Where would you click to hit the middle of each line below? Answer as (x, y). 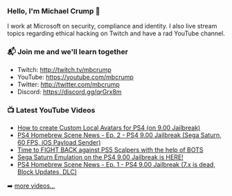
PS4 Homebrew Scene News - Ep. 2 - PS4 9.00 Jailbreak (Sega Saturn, (119, 135)
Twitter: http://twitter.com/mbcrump (68, 84)
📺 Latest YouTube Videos (51, 110)
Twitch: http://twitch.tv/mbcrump (64, 69)
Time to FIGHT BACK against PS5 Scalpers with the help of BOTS (110, 150)
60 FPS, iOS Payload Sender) (59, 142)
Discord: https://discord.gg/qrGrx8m (70, 91)
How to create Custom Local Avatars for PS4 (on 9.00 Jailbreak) (109, 127)
